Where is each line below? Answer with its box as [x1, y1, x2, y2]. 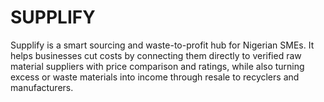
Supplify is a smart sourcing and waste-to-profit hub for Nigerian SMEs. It [10, 39, 315, 51]
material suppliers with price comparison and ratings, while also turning [10, 60, 305, 72]
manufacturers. [10, 81, 74, 93]
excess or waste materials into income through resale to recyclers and [10, 71, 300, 83]
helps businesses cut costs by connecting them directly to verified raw [10, 49, 302, 61]
